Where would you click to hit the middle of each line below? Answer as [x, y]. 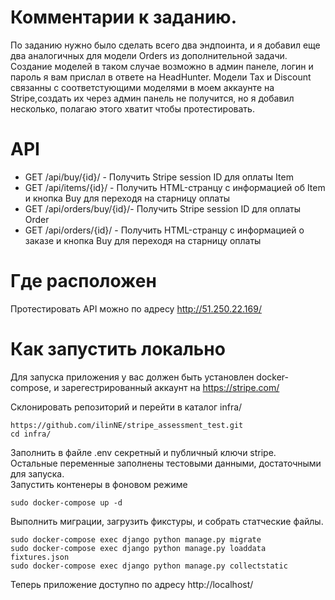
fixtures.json [40, 557]
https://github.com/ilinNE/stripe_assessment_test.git [127, 425]
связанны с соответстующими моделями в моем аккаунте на [142, 87]
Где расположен [83, 281]
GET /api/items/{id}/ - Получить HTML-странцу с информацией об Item [175, 187]
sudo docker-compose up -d [66, 502]
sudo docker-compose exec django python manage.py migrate [136, 539]
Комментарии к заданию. [124, 17]
